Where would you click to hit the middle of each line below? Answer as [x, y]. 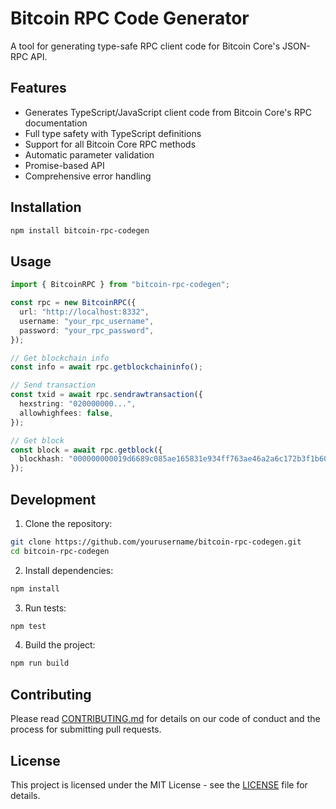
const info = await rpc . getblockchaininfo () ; [106, 367]
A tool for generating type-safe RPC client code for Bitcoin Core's [145, 46]
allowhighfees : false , [66, 413]
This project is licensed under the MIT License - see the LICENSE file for [159, 784]
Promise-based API [64, 165]
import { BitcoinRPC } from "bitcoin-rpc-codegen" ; [120, 285]
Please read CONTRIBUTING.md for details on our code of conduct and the [165, 719]
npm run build [40, 663]
